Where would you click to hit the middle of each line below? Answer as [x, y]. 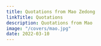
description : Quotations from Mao [50, 23]
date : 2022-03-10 [28, 34]
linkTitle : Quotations [35, 17]
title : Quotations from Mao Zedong [51, 12]
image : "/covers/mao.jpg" [38, 28]
